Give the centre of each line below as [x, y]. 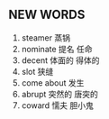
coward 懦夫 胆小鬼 [57, 105]
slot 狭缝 [37, 71]
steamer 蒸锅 [46, 37]
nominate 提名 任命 [57, 49]
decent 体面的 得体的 [60, 60]
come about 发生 [53, 82]
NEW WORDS [47, 15]
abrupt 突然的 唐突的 [59, 94]
